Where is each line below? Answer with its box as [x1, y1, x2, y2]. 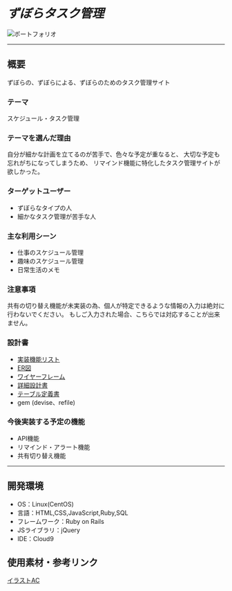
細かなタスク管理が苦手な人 [17, 212, 97, 221]
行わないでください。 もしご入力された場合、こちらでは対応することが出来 [7, 310, 221, 318]
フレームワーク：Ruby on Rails [17, 517, 105, 525]
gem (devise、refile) [17, 398, 76, 406]
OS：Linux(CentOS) [17, 500, 75, 508]
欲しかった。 [7, 167, 43, 176]
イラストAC [7, 576, 40, 585]
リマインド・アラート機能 [17, 443, 90, 451]
